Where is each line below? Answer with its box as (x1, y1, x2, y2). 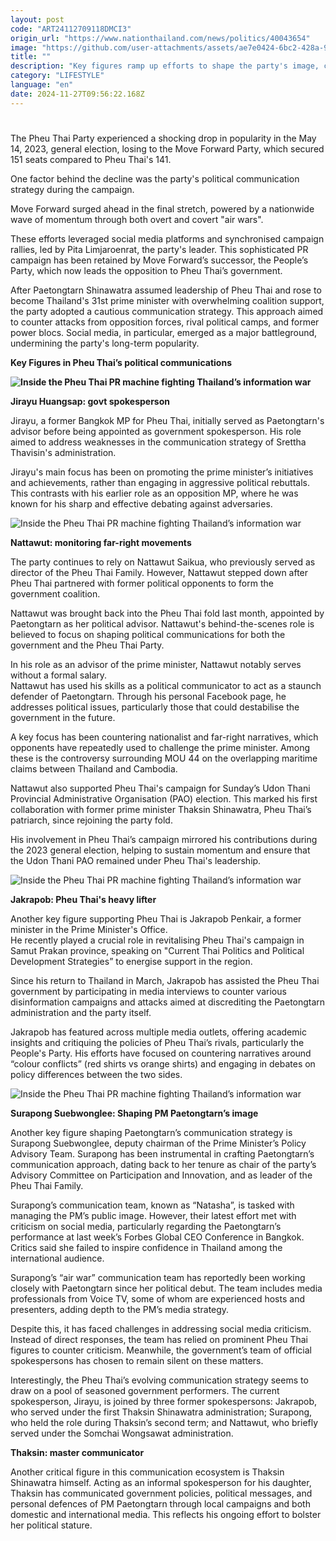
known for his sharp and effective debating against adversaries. (10, 497, 273, 510)
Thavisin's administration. (10, 446, 117, 458)
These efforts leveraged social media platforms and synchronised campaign (10, 232, 325, 245)
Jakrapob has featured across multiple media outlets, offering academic (10, 1026, 307, 1038)
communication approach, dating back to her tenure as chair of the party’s (10, 1158, 317, 1170)
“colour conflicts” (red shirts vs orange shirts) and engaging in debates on (10, 1057, 316, 1070)
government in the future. (10, 711, 116, 723)
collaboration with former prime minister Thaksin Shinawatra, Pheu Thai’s (10, 803, 312, 815)
